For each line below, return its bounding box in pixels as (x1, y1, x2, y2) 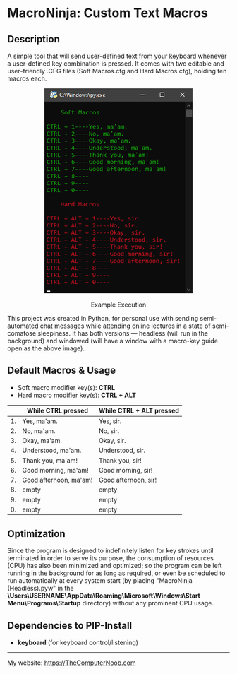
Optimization (7, 528, 66, 540)
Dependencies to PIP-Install (7, 620, 133, 632)
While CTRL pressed (27, 406, 89, 415)
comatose (7, 329, 37, 337)
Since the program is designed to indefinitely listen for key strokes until (7, 546, 214, 555)
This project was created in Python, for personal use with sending (7, 314, 199, 322)
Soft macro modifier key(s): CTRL (17, 383, 115, 391)
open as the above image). (7, 344, 85, 353)
